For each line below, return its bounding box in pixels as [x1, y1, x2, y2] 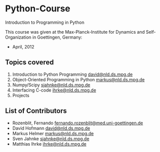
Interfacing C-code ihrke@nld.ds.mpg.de [12, 87, 97, 93]
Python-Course [5, 3, 71, 14]
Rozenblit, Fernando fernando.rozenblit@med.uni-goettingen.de [12, 120, 143, 126]
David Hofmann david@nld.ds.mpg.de [12, 125, 90, 131]
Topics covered [5, 58, 54, 67]
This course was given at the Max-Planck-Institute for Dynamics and [5, 29, 145, 35]
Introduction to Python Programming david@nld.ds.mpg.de [12, 71, 133, 77]
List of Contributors [5, 107, 67, 115]
